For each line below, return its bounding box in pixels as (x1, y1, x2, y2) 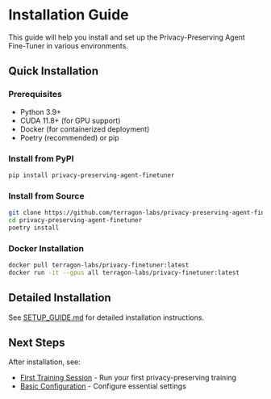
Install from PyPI (8, 153, 74, 164)
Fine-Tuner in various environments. (8, 40, 129, 50)
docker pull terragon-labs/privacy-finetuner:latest (8, 261, 190, 270)
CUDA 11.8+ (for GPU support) (19, 115, 121, 125)
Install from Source (8, 190, 85, 201)
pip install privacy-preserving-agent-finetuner (8, 171, 175, 179)
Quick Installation (8, 65, 99, 78)
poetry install (8, 224, 60, 232)
